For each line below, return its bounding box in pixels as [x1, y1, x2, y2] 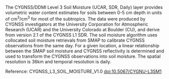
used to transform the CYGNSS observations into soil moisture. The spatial [5, 53, 161, 59]
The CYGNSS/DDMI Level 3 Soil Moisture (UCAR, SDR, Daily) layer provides [5, 5, 163, 10]
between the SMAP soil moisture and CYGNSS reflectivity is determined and [5, 48, 164, 54]
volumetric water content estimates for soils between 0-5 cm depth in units [5, 10, 162, 16]
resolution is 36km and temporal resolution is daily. [5, 58, 111, 64]
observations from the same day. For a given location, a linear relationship [5, 42, 159, 48]
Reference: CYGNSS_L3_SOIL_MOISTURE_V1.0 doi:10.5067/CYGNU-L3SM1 [5, 68, 162, 74]
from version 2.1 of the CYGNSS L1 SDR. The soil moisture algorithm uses [5, 32, 158, 38]
